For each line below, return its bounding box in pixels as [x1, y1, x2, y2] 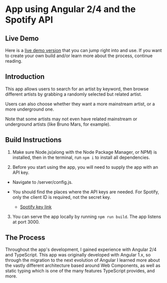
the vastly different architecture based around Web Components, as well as [5, 262, 161, 268]
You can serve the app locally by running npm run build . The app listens [12, 213, 161, 219]
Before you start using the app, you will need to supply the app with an [12, 164, 158, 170]
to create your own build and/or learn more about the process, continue [5, 53, 153, 59]
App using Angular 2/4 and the [5, 4, 136, 15]
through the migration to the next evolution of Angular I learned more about [5, 257, 160, 263]
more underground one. [5, 106, 54, 112]
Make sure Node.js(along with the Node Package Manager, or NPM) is [12, 149, 157, 155]
